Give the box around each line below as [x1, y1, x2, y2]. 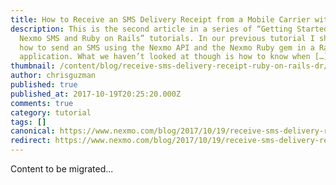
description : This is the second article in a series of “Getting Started [10, 24, 329, 34]
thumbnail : [10, 61, 56, 71]
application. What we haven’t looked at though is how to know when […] [19, 52, 329, 62]
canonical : [10, 126, 56, 136]
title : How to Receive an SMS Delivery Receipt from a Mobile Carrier [10, 14, 311, 25]
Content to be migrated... [10, 163, 114, 175]
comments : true [10, 98, 74, 108]
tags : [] [10, 117, 47, 127]
